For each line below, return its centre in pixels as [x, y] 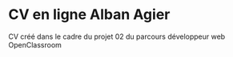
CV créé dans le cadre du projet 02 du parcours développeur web [117, 36]
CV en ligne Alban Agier [89, 15]
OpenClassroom [35, 44]
